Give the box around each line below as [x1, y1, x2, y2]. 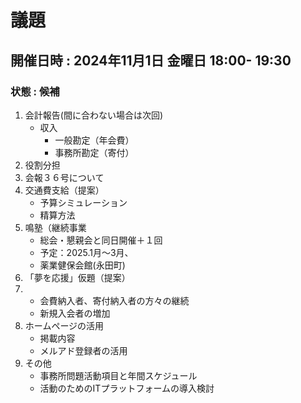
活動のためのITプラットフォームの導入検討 [39, 382, 215, 394]
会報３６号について [24, 171, 105, 183]
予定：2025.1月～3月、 [39, 246, 134, 258]
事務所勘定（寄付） [54, 146, 135, 158]
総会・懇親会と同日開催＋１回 [39, 234, 163, 246]
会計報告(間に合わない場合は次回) [24, 109, 164, 121]
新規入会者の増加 [39, 307, 111, 319]
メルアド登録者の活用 [39, 344, 128, 356]
